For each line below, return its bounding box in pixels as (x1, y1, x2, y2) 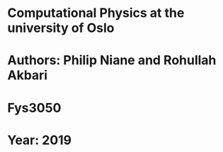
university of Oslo (7, 20, 115, 36)
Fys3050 (7, 100, 62, 116)
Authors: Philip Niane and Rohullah (7, 52, 217, 69)
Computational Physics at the (7, 5, 185, 21)
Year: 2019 (7, 132, 72, 148)
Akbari (7, 67, 48, 83)
